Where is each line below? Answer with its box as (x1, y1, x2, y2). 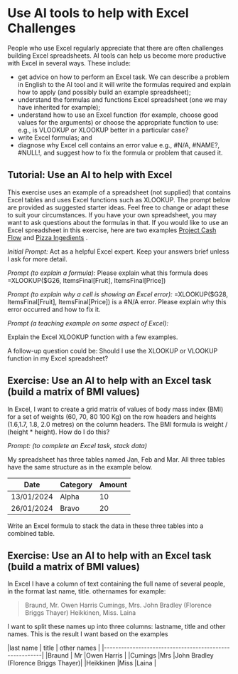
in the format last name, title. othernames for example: (7, 587, 166, 596)
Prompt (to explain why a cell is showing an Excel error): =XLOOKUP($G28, (7, 290, 229, 299)
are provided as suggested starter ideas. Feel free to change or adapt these (7, 203, 229, 212)
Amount (99, 479, 128, 489)
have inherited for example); (17, 103, 101, 111)
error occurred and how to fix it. (7, 305, 101, 313)
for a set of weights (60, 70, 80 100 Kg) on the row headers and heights (7, 412, 217, 421)
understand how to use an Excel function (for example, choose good (17, 110, 219, 119)
